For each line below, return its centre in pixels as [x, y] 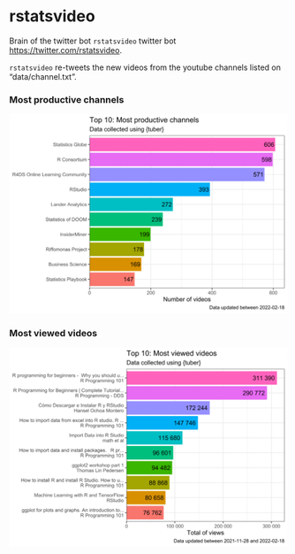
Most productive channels [67, 99]
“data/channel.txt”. [43, 76]
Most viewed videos [53, 333]
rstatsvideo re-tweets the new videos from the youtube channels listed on [145, 67]
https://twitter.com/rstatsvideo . [65, 50]
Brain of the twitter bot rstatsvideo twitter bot [93, 41]
